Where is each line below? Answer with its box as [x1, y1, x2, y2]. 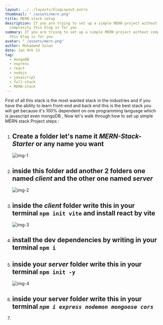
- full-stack [9, 79, 36, 84]
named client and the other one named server [12, 174, 153, 182]
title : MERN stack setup [5, 16, 55, 21]
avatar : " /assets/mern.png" [5, 39, 64, 44]
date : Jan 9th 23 [5, 48, 40, 53]
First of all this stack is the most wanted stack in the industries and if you [5, 97, 151, 103]
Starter [12, 140, 34, 148]
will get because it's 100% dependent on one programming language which [5, 108, 156, 113]
